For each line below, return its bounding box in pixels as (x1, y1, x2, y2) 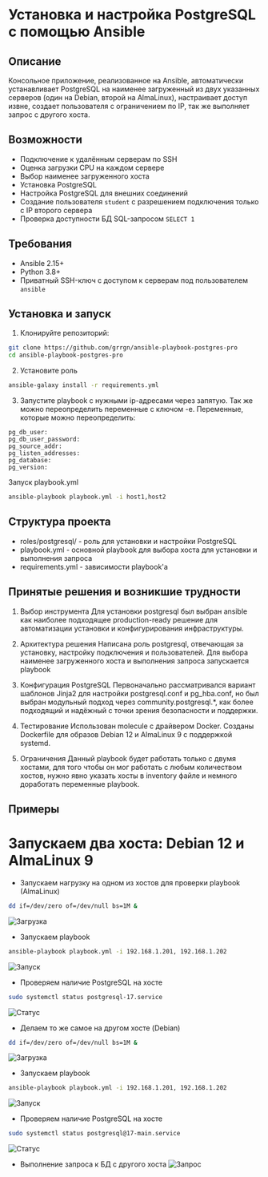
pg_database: (8, 457, 52, 465)
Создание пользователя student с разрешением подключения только (19, 196, 259, 206)
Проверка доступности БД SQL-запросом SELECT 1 (19, 214, 195, 224)
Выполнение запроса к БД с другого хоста (19, 1159, 167, 1169)
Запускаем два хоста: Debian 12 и (8, 835, 245, 853)
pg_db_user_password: (8, 435, 81, 444)
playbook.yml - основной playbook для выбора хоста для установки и (19, 545, 258, 554)
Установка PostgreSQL (19, 179, 98, 189)
